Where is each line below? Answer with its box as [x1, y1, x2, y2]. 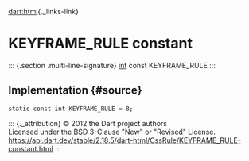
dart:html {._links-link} [8, 7, 80, 16]
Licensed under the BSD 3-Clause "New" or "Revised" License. [8, 127, 216, 136]
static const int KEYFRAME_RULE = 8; [8, 105, 134, 113]
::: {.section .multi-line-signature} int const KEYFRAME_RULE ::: [8, 60, 216, 70]
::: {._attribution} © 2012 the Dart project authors [8, 118, 167, 128]
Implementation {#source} [8, 83, 143, 98]
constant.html [8, 144, 53, 153]
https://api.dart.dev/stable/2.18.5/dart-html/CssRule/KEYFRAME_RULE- [8, 135, 241, 145]
